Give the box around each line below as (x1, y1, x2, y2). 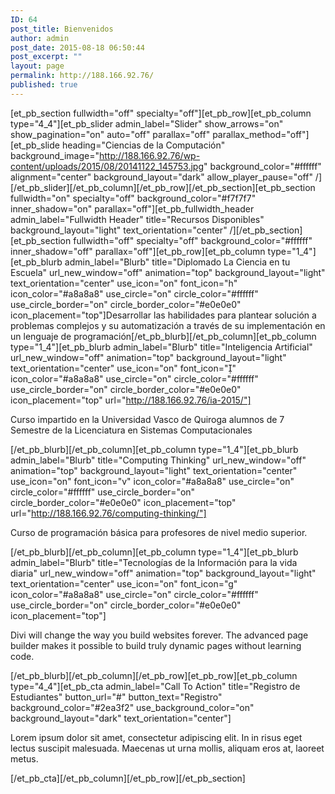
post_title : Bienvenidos (10, 24, 114, 34)
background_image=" (10, 149, 100, 161)
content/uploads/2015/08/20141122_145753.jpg (10, 160, 204, 172)
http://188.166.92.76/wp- (98, 149, 201, 161)
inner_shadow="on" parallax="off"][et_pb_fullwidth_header (10, 202, 255, 215)
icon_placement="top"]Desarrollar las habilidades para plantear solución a (10, 309, 317, 321)
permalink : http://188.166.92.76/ (10, 71, 155, 81)
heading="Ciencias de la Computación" (61, 139, 226, 151)
